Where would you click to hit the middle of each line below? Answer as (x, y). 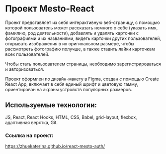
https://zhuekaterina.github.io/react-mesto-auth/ (55, 146)
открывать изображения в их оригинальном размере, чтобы (70, 43)
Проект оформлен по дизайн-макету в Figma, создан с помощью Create (82, 79)
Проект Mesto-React (50, 9)
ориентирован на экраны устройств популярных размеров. (69, 89)
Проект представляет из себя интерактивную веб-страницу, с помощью (83, 22)
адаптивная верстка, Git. (32, 122)
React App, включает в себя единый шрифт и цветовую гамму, (72, 84)
